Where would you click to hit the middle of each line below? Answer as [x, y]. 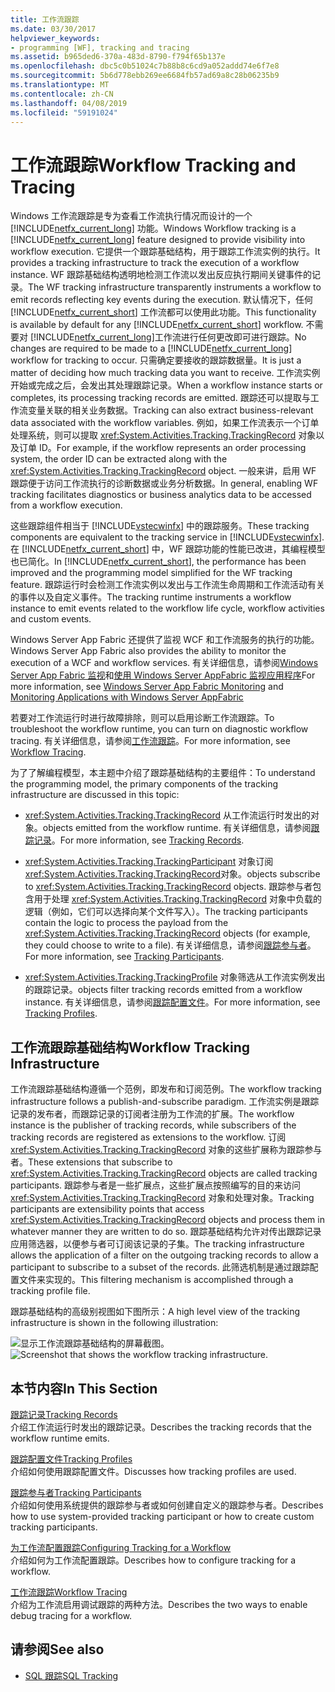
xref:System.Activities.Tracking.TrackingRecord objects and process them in [167, 1220]
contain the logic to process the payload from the [126, 923]
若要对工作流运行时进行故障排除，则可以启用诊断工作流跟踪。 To [142, 718]
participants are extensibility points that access [107, 1209]
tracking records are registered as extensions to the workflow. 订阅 [148, 1137]
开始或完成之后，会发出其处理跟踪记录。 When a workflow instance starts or [166, 385]
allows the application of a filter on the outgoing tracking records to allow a [164, 1255]
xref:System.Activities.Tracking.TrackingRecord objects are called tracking [164, 1173]
